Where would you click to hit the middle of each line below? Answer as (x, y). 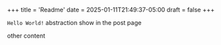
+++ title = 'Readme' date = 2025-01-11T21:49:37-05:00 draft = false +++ (111, 10)
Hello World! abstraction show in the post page (74, 22)
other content (26, 36)
